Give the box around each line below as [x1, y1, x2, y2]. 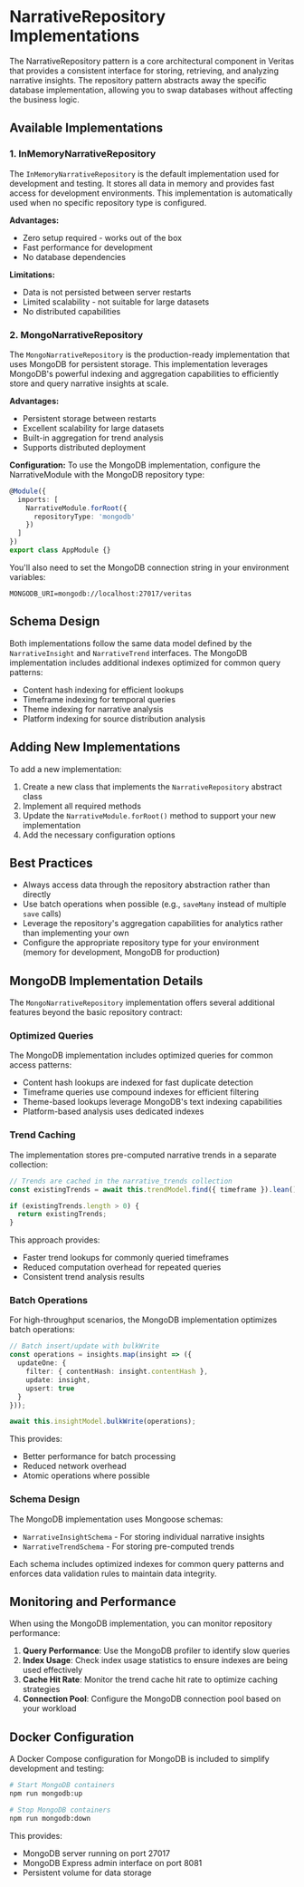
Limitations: [9, 269, 56, 280]
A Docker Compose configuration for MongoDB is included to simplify [9, 1754, 270, 1765]
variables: [9, 571, 46, 582]
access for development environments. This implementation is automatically [9, 188, 293, 198]
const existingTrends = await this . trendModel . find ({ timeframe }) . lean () [9, 1185, 298, 1194]
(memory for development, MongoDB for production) [22, 947, 220, 958]
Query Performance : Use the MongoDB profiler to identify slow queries [22, 1645, 291, 1656]
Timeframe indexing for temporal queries [22, 693, 176, 704]
